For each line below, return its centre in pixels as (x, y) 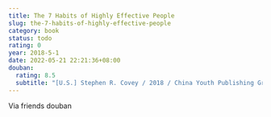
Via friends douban (40, 106)
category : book (34, 30)
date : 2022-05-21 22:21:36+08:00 (65, 61)
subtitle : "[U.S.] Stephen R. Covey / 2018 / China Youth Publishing (135, 83)
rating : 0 (25, 46)
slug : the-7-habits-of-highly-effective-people (90, 23)
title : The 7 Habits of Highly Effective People (92, 16)
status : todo (30, 38)
